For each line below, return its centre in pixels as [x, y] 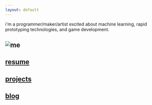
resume [17, 62]
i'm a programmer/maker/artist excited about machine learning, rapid [76, 24]
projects [18, 79]
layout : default [22, 10]
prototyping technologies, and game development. [57, 29]
